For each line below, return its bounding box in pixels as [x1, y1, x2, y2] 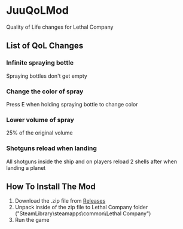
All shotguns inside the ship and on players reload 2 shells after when [6, 158, 178, 165]
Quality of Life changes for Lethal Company [6, 23, 114, 30]
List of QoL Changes [6, 41, 84, 51]
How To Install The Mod [6, 181, 96, 191]
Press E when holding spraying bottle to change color [6, 100, 139, 108]
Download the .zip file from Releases [14, 197, 106, 204]
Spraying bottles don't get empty [6, 72, 88, 80]
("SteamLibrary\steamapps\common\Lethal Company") [14, 210, 151, 217]
